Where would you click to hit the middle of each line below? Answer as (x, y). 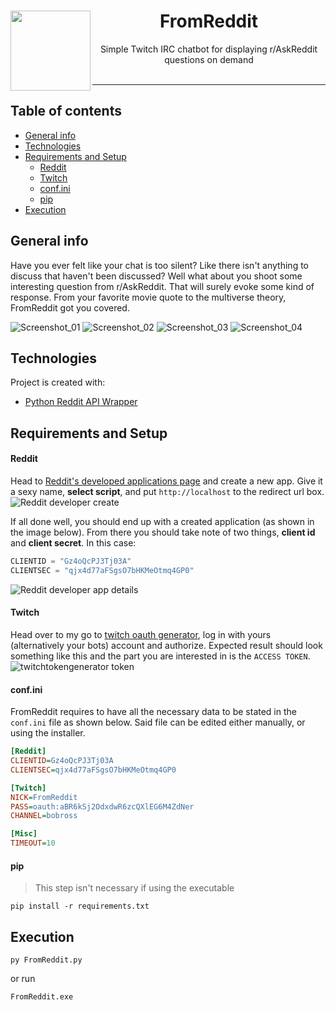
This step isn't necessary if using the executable (134, 888)
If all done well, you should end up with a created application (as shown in (162, 521)
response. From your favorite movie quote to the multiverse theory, (148, 297)
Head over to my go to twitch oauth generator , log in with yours (141, 634)
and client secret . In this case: (73, 542)
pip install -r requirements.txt (80, 906)
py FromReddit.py (46, 960)
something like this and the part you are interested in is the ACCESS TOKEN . (160, 656)
